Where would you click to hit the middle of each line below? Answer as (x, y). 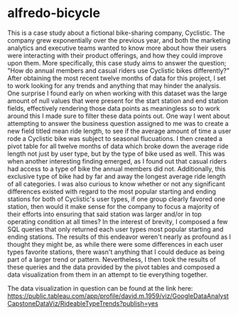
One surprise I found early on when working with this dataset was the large (117, 93)
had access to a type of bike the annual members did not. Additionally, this (117, 169)
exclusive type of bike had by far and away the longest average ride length (117, 176)
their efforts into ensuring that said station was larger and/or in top (105, 214)
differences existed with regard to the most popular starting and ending (112, 191)
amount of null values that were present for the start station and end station (118, 100)
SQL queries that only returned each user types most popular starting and (115, 229)
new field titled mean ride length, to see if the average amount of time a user (119, 131)
